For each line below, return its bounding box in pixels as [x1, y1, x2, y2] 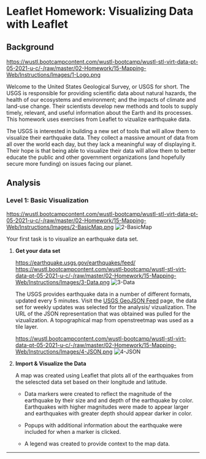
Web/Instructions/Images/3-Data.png [15, 278, 110, 286]
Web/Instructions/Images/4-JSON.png [15, 348, 113, 355]
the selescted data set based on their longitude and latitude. [15, 378, 167, 385]
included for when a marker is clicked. [24, 428, 121, 435]
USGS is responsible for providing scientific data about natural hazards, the [6, 90, 197, 96]
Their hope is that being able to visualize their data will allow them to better [6, 147, 196, 154]
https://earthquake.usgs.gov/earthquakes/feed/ [15, 259, 136, 266]
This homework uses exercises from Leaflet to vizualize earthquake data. [6, 115, 191, 123]
